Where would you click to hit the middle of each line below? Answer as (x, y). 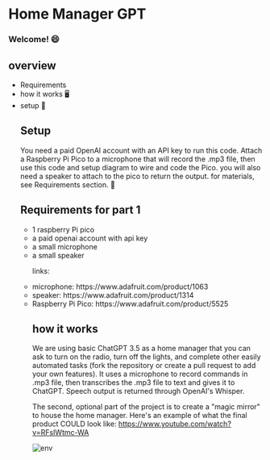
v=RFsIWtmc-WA (60, 433)
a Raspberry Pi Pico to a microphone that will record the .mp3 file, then (137, 159)
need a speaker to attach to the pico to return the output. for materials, (137, 176)
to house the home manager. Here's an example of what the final (139, 416)
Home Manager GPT (77, 14)
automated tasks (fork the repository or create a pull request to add (144, 366)
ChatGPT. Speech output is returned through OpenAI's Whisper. (138, 391)
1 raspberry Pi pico (63, 229)
